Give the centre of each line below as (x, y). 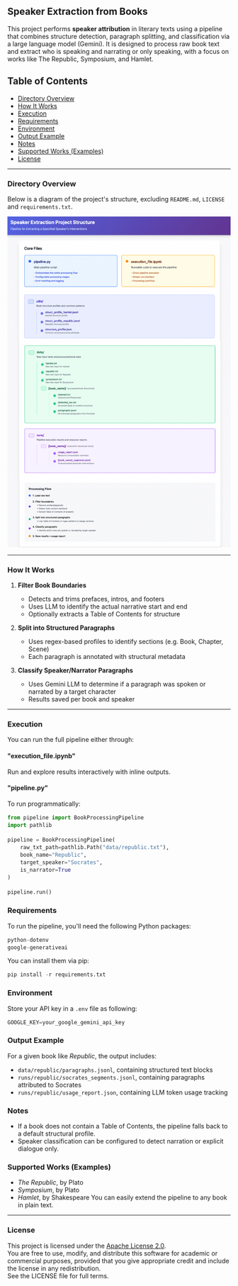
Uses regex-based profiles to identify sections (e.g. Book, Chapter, (126, 642)
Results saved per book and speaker (81, 699)
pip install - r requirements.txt (57, 975)
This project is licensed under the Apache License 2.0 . (87, 1246)
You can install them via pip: (49, 961)
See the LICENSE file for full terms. (58, 1275)
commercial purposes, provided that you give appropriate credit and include (118, 1260)
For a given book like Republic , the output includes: (82, 1055)
